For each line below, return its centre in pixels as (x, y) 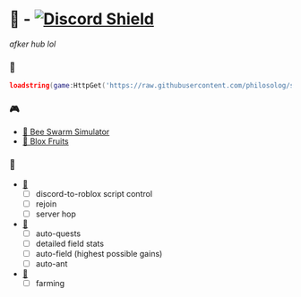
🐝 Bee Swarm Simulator (66, 132)
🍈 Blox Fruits (45, 141)
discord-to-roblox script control (94, 193)
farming (50, 284)
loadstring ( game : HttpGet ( (57, 86)
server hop (56, 214)
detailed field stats (70, 243)
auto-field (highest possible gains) (99, 254)
